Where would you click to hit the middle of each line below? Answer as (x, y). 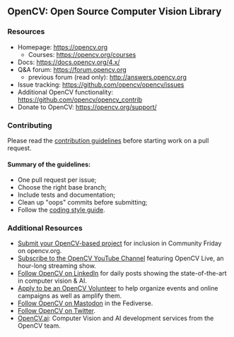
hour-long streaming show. (57, 266)
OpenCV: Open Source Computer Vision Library (115, 12)
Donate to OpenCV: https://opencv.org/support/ (87, 107)
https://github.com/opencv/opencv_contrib (80, 99)
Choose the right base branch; (62, 188)
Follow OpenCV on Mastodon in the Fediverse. (85, 303)
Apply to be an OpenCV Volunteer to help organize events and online (118, 288)
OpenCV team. (39, 326)
